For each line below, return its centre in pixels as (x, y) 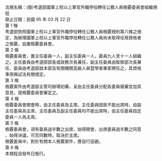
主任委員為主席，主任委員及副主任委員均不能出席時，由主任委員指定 (73, 111)
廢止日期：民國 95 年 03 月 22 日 (38, 19)
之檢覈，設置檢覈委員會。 (31, 44)
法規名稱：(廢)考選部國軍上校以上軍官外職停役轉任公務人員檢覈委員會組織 (79, 7)
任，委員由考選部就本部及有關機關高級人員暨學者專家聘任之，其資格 (73, 68)
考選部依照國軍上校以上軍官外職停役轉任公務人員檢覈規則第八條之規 (73, 31)
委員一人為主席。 (22, 117)
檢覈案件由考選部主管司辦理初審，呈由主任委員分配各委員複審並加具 (73, 86)
